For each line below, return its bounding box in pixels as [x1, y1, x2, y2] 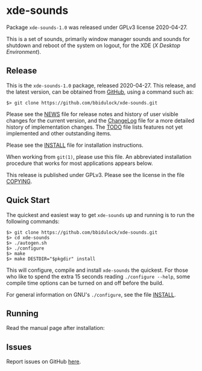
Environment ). [6, 48, 41, 55]
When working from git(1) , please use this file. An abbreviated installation [6, 153, 192, 160]
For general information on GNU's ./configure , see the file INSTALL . [6, 291, 176, 298]
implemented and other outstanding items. [6, 129, 112, 137]
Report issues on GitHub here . [6, 358, 81, 366]
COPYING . [6, 178, 33, 185]
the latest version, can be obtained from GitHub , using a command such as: [6, 88, 194, 95]
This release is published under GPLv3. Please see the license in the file [6, 171, 185, 178]
